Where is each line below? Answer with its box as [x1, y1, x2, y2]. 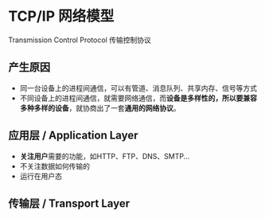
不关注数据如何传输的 [19, 161, 90, 171]
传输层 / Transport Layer [8, 197, 130, 210]
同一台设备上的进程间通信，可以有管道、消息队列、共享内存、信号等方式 [19, 83, 257, 92]
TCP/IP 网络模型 [8, 7, 115, 25]
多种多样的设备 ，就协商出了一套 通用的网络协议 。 [19, 103, 181, 112]
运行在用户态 [19, 171, 62, 181]
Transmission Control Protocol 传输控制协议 [8, 35, 151, 45]
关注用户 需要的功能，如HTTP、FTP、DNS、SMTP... [19, 151, 190, 161]
